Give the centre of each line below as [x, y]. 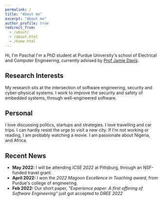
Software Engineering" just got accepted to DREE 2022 [67, 194]
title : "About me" [24, 14]
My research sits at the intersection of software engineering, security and [79, 87]
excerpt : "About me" [26, 19]
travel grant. [40, 173]
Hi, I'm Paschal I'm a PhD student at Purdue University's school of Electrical [81, 55]
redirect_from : [20, 28]
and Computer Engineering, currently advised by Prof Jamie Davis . [72, 60]
